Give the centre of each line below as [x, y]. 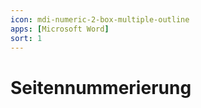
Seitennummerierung [101, 87]
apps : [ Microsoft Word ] [60, 29]
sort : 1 [26, 38]
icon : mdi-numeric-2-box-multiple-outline [100, 19]
